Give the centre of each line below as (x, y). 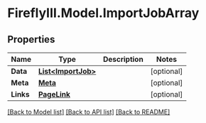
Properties (31, 39)
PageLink (54, 94)
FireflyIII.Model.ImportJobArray (103, 13)
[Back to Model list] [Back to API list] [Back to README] (89, 112)
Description (123, 59)
